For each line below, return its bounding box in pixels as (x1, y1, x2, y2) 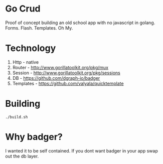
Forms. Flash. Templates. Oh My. (5, 25, 73, 31)
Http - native (12, 59, 39, 65)
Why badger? (5, 131, 63, 142)
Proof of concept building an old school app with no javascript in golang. (5, 20, 155, 26)
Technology (5, 43, 56, 54)
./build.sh (5, 114, 28, 119)
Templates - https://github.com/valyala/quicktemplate (12, 80, 124, 86)
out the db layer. (5, 153, 39, 159)
